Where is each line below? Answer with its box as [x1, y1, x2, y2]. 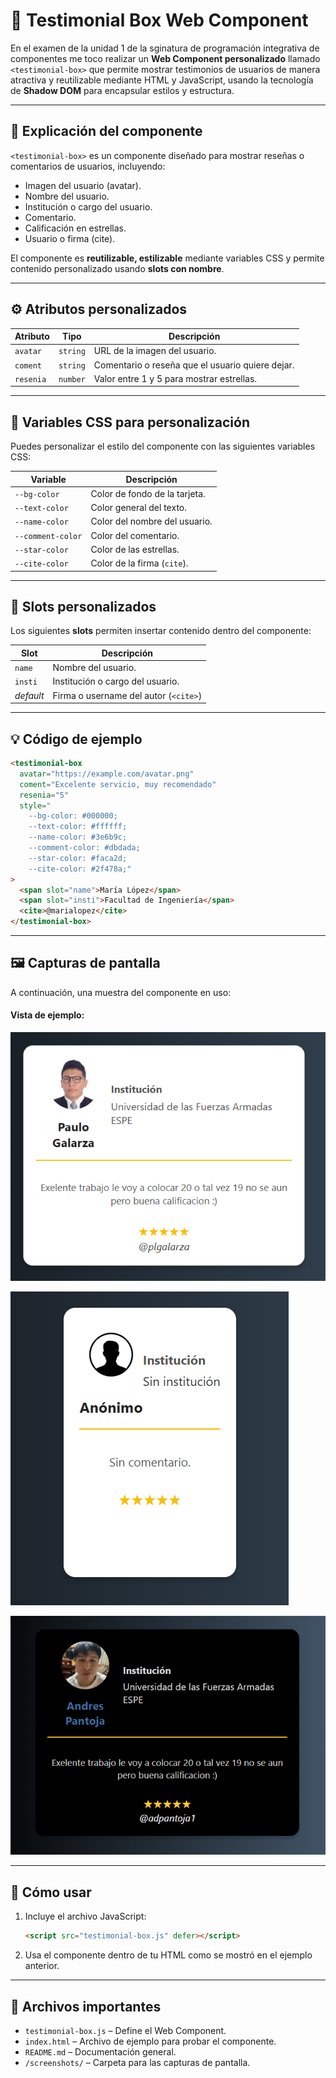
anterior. [24, 1960, 60, 1972]
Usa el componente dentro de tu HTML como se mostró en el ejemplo [24, 1949, 313, 1961]
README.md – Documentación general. [24, 2045, 177, 2058]
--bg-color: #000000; [28, 811, 118, 821]
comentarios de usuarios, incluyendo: [10, 160, 166, 172]
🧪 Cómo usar [10, 1884, 92, 1901]
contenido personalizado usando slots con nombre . [10, 262, 225, 274]
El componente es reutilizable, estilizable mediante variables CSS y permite [10, 252, 325, 264]
